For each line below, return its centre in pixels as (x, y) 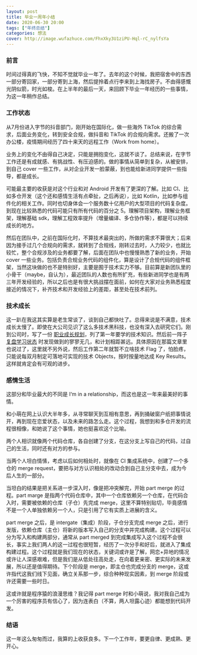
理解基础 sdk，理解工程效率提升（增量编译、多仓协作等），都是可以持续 (102, 218)
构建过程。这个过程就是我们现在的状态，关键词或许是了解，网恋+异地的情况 (98, 552)
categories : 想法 (26, 33)
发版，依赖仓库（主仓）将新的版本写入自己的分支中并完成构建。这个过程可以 (98, 530)
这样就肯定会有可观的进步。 (40, 363)
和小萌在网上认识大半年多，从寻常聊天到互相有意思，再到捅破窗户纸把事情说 (98, 414)
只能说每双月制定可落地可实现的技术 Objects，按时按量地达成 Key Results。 (98, 356)
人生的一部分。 (29, 475)
